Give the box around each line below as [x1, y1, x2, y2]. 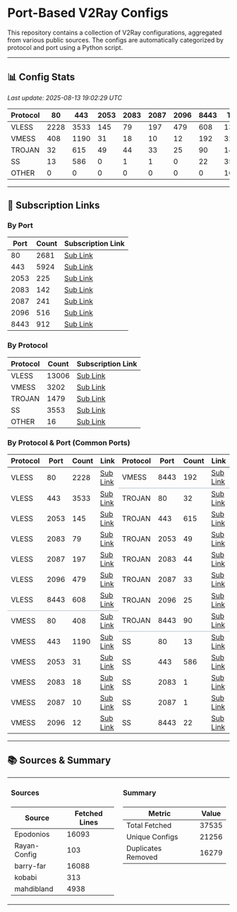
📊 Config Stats [7, 71, 75, 83]
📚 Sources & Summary [7, 755, 111, 767]
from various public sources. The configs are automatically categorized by [7, 35, 224, 44]
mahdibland [14, 884, 54, 894]
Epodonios [14, 829, 50, 839]
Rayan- [14, 841, 40, 851]
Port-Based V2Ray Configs [7, 5, 169, 21]
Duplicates [126, 843, 162, 853]
